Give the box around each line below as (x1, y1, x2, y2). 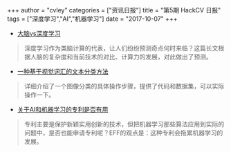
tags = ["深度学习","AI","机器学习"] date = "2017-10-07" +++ (7, 15, 178, 23)
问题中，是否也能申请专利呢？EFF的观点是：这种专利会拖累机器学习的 (24, 129, 223, 137)
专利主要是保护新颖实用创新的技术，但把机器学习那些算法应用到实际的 (24, 120, 225, 128)
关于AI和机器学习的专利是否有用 (17, 106, 109, 113)
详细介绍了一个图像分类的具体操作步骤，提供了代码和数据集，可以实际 (24, 82, 225, 90)
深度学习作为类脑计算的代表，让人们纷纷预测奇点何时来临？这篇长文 (24, 44, 219, 52)
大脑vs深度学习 (17, 30, 61, 37)
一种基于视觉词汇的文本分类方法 (17, 68, 109, 75)
